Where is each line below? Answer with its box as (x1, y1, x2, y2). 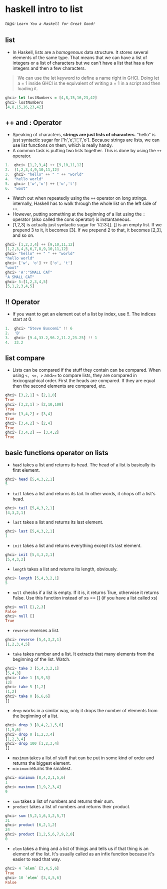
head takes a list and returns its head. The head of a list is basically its (12, 462, 156, 468)
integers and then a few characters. (12, 65, 86, 71)
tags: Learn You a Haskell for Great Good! (5, 20, 95, 26)
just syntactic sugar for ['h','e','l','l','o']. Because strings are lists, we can (12, 137, 160, 143)
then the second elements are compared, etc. (12, 383, 106, 389)
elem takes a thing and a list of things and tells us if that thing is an (12, 845, 149, 851)
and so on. (12, 232, 34, 238)
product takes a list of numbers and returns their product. (12, 803, 131, 809)
